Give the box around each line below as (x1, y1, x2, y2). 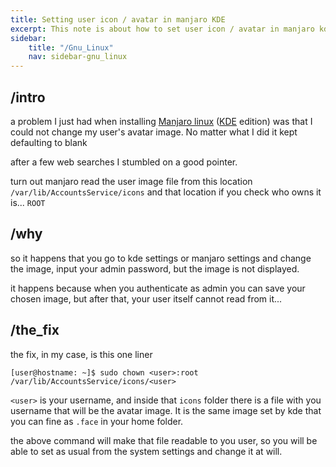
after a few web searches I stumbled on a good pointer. (10, 156, 238, 168)
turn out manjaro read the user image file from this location (10, 175, 253, 187)
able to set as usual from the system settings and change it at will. (10, 445, 283, 457)
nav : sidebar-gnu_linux (28, 52, 128, 62)
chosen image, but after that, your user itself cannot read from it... (10, 292, 283, 305)
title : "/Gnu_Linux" (28, 42, 114, 53)
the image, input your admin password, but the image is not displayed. (10, 262, 300, 275)
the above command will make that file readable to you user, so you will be (10, 434, 318, 446)
